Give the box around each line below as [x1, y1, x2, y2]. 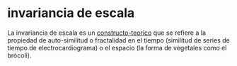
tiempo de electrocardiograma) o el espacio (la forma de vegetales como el [7, 43, 227, 52]
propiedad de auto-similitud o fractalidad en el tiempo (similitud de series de [7, 35, 230, 44]
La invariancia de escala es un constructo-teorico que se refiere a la [7, 28, 207, 37]
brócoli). [7, 51, 32, 60]
